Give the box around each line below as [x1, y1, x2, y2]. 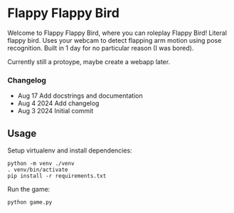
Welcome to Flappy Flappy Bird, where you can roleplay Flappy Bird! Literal [7, 28, 228, 37]
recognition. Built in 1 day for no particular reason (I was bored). [7, 43, 194, 52]
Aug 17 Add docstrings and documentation [17, 91, 144, 100]
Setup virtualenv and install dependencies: [7, 146, 133, 155]
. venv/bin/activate [7, 166, 69, 174]
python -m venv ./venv [7, 160, 75, 167]
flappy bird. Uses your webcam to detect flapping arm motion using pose [7, 36, 222, 44]
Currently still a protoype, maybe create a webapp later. [7, 57, 171, 66]
